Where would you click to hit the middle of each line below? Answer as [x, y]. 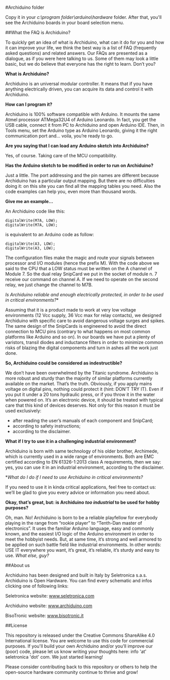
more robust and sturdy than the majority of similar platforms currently [79, 378]
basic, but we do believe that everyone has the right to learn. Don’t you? [80, 64]
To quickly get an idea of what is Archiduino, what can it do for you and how [85, 42]
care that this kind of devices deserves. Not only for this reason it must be [83, 405]
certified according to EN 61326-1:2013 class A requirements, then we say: [83, 462]
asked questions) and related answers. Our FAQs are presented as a [76, 53]
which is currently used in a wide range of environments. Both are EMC [80, 457]
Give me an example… [29, 201]
